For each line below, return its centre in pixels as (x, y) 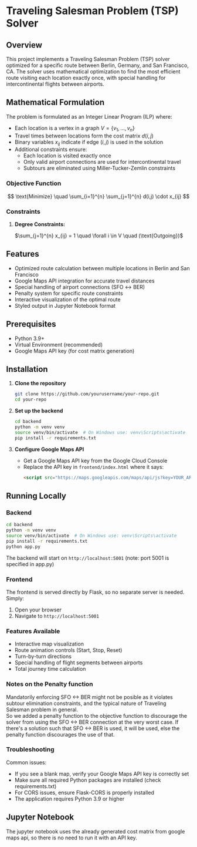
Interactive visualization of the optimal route (68, 299)
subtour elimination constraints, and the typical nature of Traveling (86, 703)
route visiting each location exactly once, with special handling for (86, 78)
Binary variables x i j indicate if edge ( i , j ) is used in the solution (89, 142)
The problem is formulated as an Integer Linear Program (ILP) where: (89, 116)
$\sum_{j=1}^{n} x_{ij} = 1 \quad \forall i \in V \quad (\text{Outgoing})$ (99, 236)
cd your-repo (30, 400)
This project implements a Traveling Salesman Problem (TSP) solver (88, 59)
